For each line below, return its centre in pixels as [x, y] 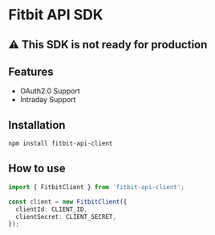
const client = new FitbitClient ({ [68, 202]
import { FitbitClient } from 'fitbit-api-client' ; [96, 187]
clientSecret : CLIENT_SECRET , [66, 216]
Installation [37, 125]
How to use [37, 169]
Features [31, 71]
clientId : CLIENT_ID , [52, 209]
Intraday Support [48, 100]
